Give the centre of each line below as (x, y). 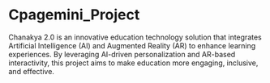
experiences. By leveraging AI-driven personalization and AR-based (122, 54)
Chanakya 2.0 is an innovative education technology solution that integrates (135, 37)
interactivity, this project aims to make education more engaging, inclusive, (133, 63)
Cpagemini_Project (74, 15)
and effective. (32, 71)
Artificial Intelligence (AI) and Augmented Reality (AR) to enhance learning (132, 45)
